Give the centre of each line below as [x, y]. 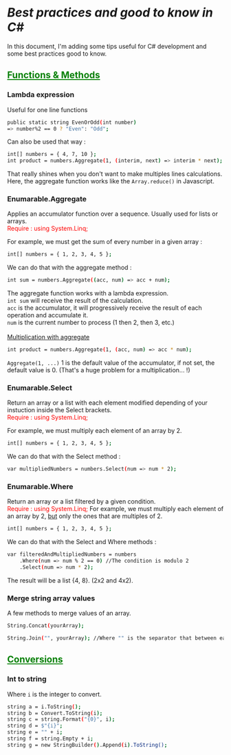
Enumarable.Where [40, 487]
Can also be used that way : [46, 142]
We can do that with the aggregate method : [69, 268]
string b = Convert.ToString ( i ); [55, 713]
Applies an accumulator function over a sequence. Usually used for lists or [113, 214]
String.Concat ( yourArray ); [46, 626]
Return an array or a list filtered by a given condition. [81, 502]
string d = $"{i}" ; [35, 726]
